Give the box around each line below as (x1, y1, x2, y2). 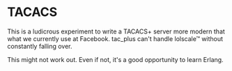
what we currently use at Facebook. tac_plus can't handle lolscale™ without (7, 34, 224, 42)
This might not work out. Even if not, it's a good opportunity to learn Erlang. (7, 55, 224, 63)
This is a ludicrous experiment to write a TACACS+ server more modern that (7, 27, 225, 35)
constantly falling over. (7, 42, 72, 50)
